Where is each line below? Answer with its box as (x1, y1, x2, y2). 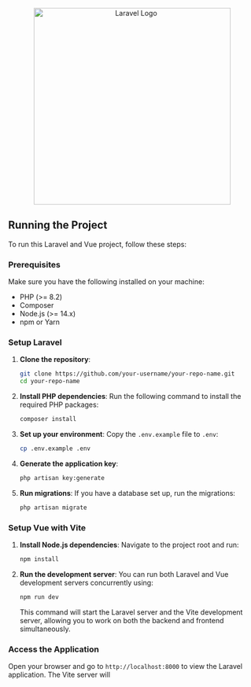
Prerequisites (8, 259, 61, 270)
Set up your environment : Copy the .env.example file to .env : (19, 430, 219, 439)
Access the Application (8, 644, 100, 655)
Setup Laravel (8, 337, 62, 348)
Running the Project (8, 219, 108, 232)
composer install (19, 416, 77, 423)
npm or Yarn (19, 317, 61, 327)
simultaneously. (19, 624, 71, 633)
